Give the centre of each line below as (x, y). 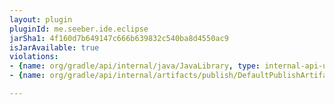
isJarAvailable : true (54, 47)
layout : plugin (41, 19)
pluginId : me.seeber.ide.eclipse (79, 29)
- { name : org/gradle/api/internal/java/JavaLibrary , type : (135, 66)
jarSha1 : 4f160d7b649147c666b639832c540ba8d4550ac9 (119, 38)
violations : (34, 57)
